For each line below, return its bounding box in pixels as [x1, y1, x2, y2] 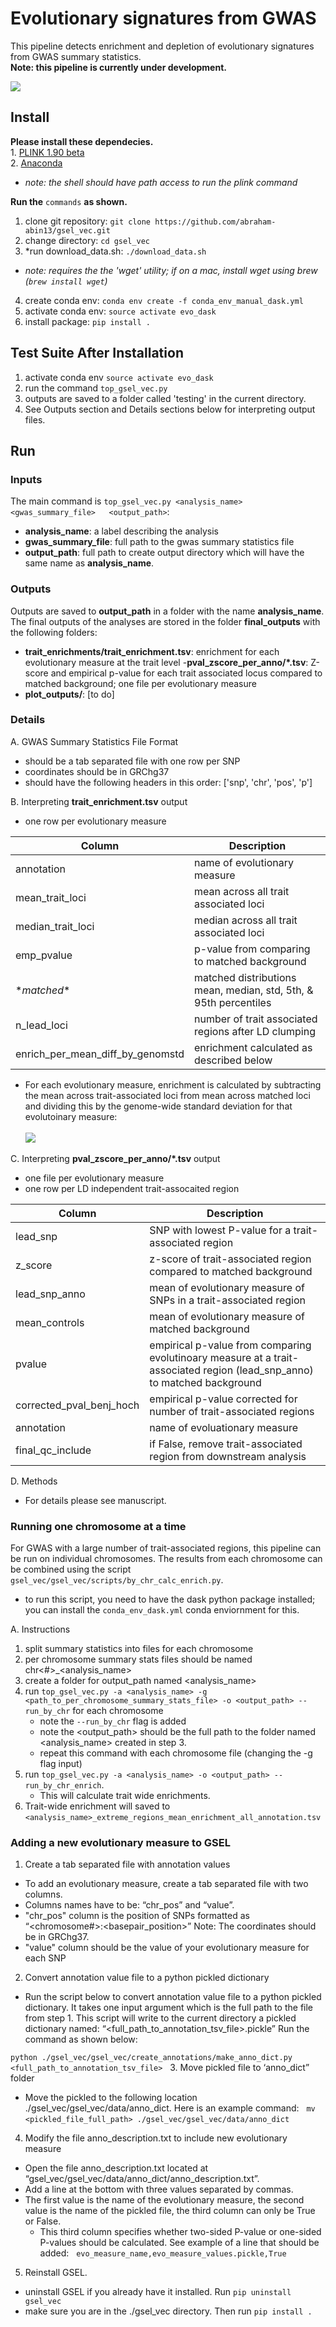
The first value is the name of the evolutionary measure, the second [24, 2194, 305, 2206]
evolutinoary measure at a [149, 1350, 272, 1364]
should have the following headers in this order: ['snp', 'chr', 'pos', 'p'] [24, 776, 313, 788]
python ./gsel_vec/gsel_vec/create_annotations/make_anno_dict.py [10, 2053, 293, 2063]
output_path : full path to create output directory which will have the [24, 547, 305, 559]
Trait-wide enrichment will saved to [24, 1800, 171, 1812]
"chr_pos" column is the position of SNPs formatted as [24, 1910, 250, 1922]
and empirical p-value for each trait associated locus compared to [50, 667, 323, 679]
